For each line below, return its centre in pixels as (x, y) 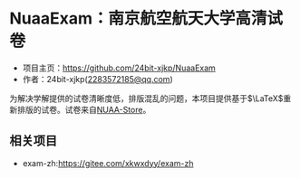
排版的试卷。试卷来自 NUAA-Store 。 (84, 109)
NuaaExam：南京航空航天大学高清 (138, 19)
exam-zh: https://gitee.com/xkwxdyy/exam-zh (108, 163)
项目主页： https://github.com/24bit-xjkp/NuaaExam (119, 68)
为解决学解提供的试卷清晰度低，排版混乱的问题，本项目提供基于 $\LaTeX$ (146, 98)
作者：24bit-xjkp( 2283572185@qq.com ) (98, 79)
